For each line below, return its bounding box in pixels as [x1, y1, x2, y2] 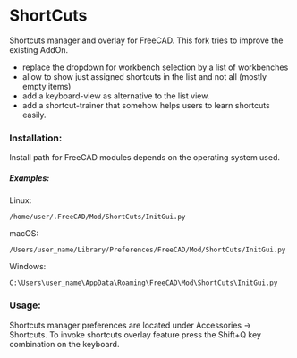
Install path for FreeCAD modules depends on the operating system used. [9, 152, 280, 163]
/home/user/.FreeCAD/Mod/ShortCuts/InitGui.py [9, 212, 186, 222]
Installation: [9, 132, 63, 144]
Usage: [9, 299, 42, 311]
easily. [21, 109, 47, 120]
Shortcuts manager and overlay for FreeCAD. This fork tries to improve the [9, 35, 284, 46]
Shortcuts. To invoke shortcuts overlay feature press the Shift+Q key [9, 328, 262, 340]
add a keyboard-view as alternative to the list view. [21, 90, 210, 101]
